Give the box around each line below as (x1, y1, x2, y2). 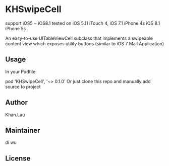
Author (5, 98, 28, 107)
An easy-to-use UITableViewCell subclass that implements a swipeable (5, 35, 153, 41)
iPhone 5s (5, 25, 26, 31)
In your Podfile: (5, 68, 37, 74)
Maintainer (5, 126, 40, 134)
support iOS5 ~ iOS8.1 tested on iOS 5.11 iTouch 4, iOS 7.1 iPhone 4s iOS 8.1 (5, 20, 160, 26)
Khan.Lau (5, 112, 25, 118)
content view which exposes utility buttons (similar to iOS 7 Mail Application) (5, 40, 164, 46)
